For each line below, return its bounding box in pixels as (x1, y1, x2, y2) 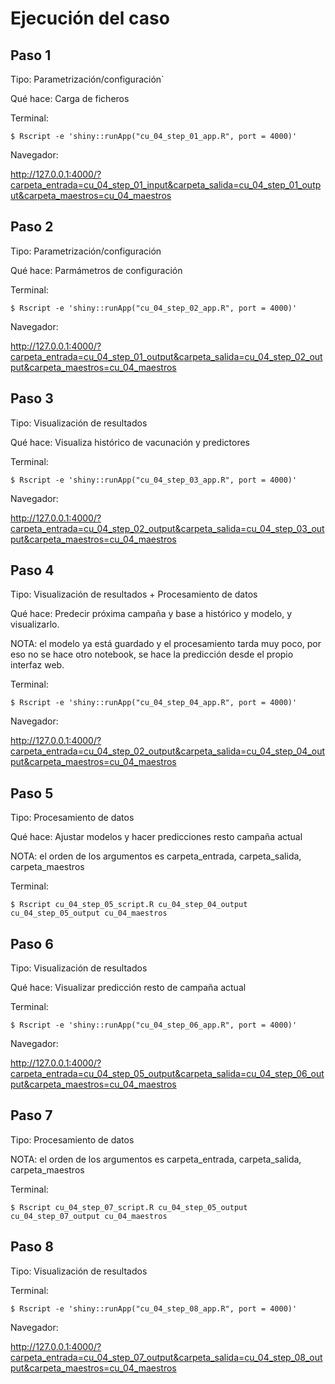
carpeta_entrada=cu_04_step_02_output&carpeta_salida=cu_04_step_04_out (10, 745, 326, 757)
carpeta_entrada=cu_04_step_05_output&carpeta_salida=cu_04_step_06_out (10, 1068, 325, 1080)
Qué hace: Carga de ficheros (10, 93, 130, 104)
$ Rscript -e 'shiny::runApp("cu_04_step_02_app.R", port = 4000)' (10, 303, 298, 313)
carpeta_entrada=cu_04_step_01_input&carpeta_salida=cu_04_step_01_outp (10, 179, 322, 191)
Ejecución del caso (10, 7, 170, 30)
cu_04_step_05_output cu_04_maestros (10, 908, 168, 919)
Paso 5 (10, 785, 54, 802)
